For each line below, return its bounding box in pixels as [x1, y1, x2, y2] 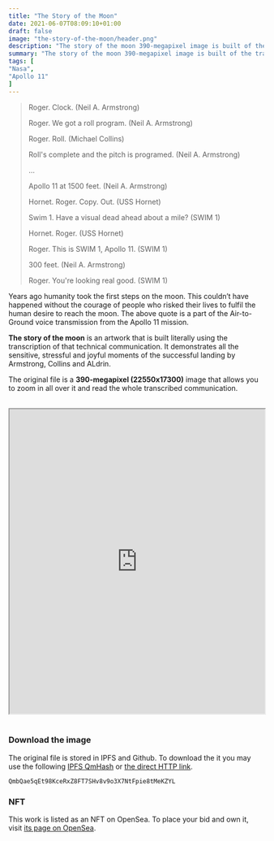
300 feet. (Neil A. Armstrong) [28, 259, 126, 269]
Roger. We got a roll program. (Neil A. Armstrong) [28, 118, 193, 128]
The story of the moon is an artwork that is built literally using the [8, 332, 229, 342]
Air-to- [229, 308, 253, 318]
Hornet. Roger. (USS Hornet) [28, 228, 124, 238]
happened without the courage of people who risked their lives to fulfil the [8, 300, 256, 310]
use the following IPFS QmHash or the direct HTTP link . [8, 761, 193, 771]
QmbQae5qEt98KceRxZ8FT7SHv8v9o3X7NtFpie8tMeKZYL [8, 777, 176, 785]
